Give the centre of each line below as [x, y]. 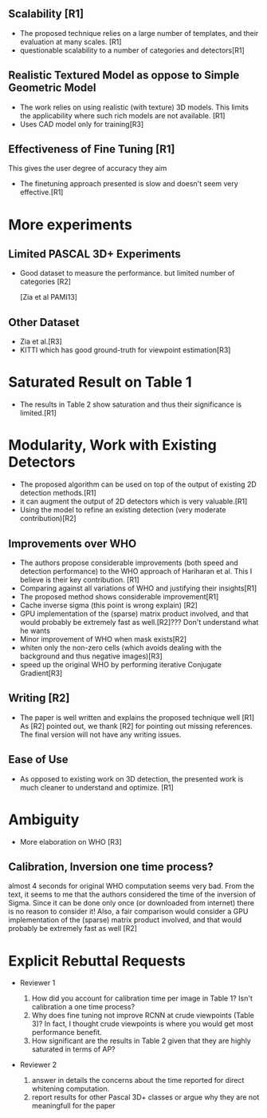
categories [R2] [45, 282]
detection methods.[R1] [58, 493]
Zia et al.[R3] [41, 342]
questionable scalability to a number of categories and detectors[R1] [132, 50]
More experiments [71, 225]
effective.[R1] [41, 193]
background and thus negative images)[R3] [91, 656]
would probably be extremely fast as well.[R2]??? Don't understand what [139, 622]
